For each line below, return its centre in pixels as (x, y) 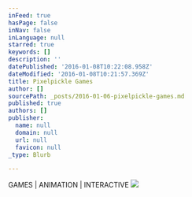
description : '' (35, 60)
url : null (31, 140)
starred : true (31, 45)
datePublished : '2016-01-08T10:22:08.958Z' (81, 67)
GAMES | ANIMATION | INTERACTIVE (69, 185)
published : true (35, 103)
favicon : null (38, 147)
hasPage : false (33, 23)
